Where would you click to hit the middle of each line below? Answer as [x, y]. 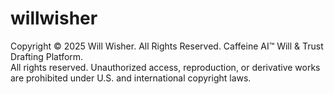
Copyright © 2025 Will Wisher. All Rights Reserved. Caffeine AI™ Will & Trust [167, 46]
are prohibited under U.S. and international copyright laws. [131, 78]
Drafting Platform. [47, 56]
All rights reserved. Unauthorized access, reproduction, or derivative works [165, 67]
